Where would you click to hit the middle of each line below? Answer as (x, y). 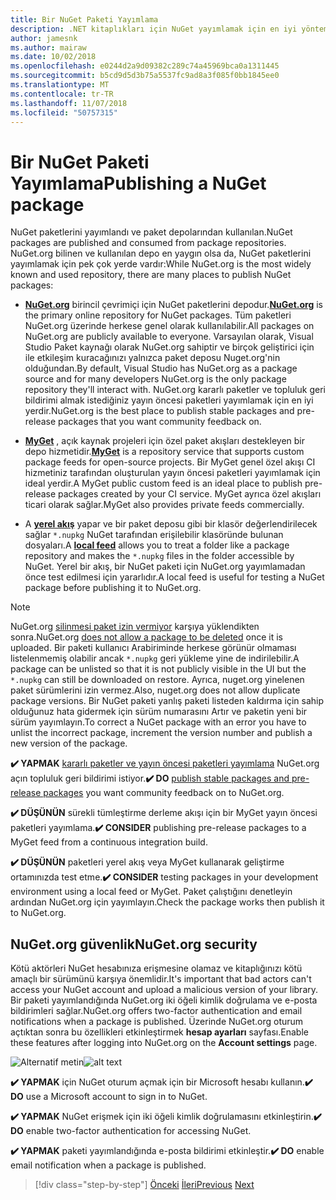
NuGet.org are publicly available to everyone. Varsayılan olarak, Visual (169, 337)
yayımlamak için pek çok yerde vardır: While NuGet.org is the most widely (161, 264)
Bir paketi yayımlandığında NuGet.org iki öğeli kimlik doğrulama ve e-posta (164, 1000)
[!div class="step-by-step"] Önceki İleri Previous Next (144, 1185)
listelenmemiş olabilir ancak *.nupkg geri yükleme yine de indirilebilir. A (155, 658)
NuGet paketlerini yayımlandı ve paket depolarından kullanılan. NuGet (151, 232)
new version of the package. (69, 743)
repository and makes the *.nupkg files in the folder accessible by (159, 556)
